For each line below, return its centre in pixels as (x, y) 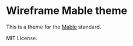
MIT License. (22, 38)
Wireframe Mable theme (67, 11)
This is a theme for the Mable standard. (54, 27)
